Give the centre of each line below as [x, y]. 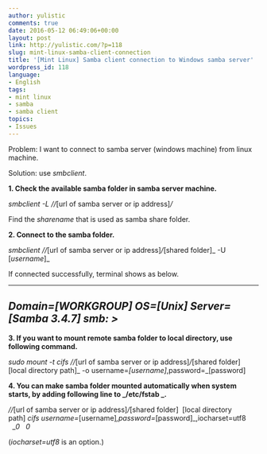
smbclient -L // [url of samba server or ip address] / [91, 204]
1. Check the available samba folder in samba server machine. [112, 188]
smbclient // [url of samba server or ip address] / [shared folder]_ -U [117, 250]
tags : [17, 89]
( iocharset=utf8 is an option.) [56, 441]
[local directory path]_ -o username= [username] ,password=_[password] [127, 370]
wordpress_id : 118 [39, 68]
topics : [21, 119]
